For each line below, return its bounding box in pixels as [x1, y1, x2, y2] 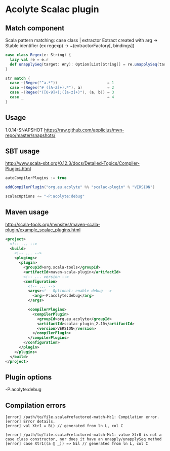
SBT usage [5, 147, 40, 155]
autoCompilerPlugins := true [5, 176, 67, 181]
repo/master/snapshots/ [5, 132, 56, 138]
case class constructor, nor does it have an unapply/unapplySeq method [5, 437, 162, 442]
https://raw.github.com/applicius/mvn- [44, 127, 124, 133]
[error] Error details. [5, 419, 56, 424]
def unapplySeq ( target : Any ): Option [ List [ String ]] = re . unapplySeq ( [10, 62, 160, 67]
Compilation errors [5, 401, 66, 409]
